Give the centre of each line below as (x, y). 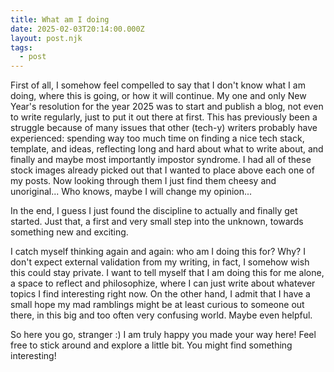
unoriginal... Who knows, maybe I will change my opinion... (131, 192)
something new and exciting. (69, 232)
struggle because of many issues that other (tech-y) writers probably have (164, 128)
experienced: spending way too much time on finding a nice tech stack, (157, 138)
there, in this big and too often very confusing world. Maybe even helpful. (161, 315)
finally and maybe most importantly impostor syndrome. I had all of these (161, 160)
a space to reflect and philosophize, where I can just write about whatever (163, 283)
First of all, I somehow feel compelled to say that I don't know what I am (158, 85)
